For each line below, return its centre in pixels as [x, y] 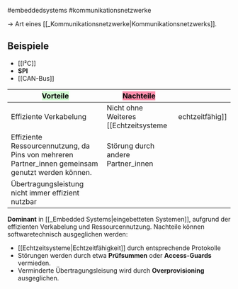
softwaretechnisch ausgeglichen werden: [68, 234]
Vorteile [55, 96]
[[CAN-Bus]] [36, 78]
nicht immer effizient [45, 193]
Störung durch [130, 146]
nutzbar [24, 201]
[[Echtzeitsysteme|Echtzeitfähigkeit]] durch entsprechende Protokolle [119, 248]
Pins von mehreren [42, 154]
